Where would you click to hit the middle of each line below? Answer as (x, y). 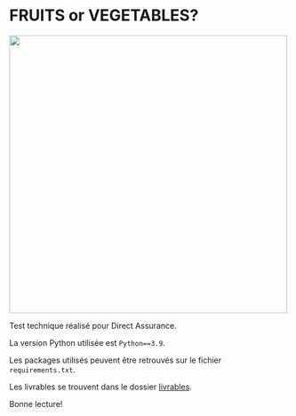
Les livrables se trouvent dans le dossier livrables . (101, 387)
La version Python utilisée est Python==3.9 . (88, 342)
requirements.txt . (42, 369)
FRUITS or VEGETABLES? (104, 16)
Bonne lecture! (36, 404)
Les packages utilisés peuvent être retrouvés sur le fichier (116, 360)
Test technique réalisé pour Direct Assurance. (93, 325)
